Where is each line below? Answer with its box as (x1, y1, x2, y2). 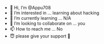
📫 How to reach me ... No (9, 26, 63, 32)
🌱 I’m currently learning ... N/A (9, 15, 71, 21)
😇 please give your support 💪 (9, 33, 70, 39)
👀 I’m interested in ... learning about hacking (9, 10, 100, 16)
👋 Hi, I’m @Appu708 (9, 5, 51, 10)
